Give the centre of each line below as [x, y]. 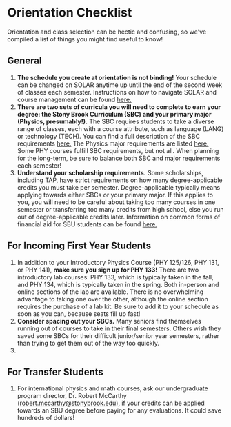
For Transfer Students [55, 371]
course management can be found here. [74, 99]
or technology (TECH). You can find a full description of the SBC [108, 136]
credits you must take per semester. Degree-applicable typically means [119, 187]
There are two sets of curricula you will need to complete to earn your [119, 107]
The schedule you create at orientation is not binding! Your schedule [117, 77]
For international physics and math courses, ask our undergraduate [112, 388]
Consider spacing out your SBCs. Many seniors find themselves [109, 321]
